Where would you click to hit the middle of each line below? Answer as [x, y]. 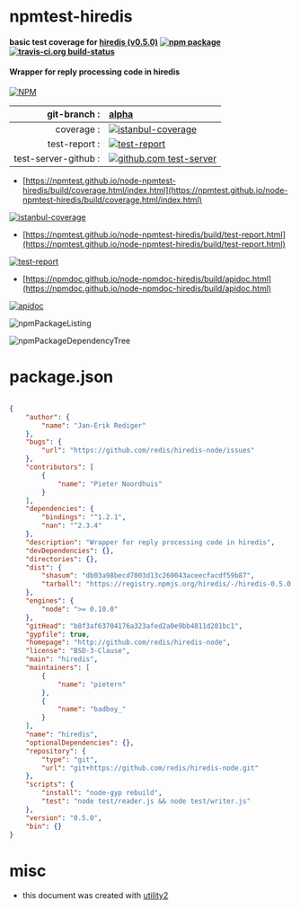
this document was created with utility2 [95, 896]
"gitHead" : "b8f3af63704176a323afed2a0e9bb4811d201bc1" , [134, 626]
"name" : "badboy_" [92, 710]
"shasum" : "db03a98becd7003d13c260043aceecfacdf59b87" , [148, 576]
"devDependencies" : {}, [70, 551]
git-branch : [73, 114]
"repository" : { [56, 751]
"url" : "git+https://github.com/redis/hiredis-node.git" [150, 768]
